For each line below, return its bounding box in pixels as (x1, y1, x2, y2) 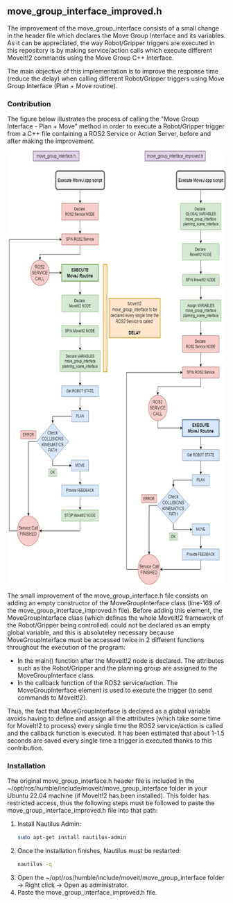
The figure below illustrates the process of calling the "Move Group (7, 115, 200, 124)
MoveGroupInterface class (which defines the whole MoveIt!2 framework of (7, 614, 224, 622)
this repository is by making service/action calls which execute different (7, 46, 213, 54)
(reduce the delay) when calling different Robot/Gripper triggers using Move (7, 74, 225, 83)
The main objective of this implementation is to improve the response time (7, 67, 219, 75)
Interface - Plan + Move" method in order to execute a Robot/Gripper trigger (7, 122, 225, 130)
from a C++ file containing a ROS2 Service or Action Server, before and (7, 130, 212, 138)
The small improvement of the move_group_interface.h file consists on (7, 591, 209, 600)
